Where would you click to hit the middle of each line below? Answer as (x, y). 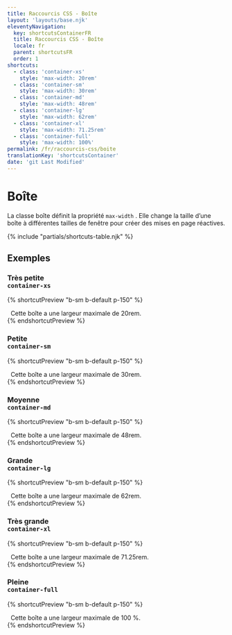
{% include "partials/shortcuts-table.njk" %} (70, 236)
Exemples (29, 259)
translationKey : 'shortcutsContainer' (63, 156)
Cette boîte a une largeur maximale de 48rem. (76, 435)
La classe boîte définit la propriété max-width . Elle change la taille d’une (109, 215)
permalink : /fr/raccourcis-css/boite (62, 149)
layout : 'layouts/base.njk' (48, 20)
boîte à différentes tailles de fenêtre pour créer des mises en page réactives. (116, 223)
